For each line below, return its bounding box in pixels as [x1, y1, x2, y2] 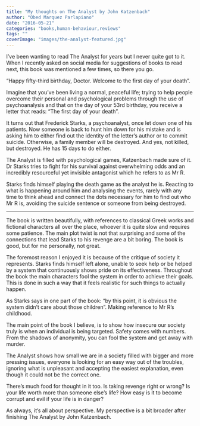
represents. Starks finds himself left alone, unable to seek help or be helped [6, 260, 192, 267]
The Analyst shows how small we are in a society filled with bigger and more [6, 352, 194, 359]
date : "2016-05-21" [6, 20, 55, 26]
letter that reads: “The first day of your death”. [6, 108, 119, 115]
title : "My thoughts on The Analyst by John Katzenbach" [6, 8, 151, 15]
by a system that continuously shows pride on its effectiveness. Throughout [6, 266, 192, 274]
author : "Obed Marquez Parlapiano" [6, 14, 95, 20]
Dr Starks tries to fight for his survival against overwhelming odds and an [6, 163, 186, 170]
